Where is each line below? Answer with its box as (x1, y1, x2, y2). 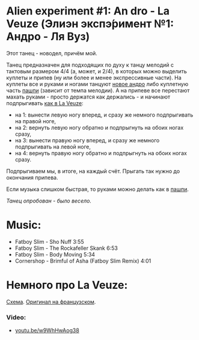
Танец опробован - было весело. (6, 197, 92, 204)
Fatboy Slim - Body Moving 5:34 (14, 250, 95, 258)
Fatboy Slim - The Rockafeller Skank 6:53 (14, 244, 118, 252)
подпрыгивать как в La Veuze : (6, 99, 84, 106)
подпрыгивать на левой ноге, (14, 143, 91, 150)
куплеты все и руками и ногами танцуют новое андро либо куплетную (6, 80, 189, 88)
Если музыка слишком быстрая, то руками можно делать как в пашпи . (6, 185, 189, 193)
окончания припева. (6, 174, 58, 181)
